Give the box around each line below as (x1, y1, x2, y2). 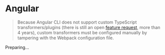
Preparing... (5, 44, 29, 50)
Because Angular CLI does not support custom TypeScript (17, 19, 137, 25)
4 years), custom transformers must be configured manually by (17, 29, 148, 35)
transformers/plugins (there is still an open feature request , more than (17, 24, 161, 30)
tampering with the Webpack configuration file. (17, 35, 114, 41)
